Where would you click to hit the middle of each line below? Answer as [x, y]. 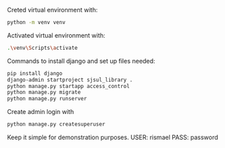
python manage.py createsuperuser [56, 124]
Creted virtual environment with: [52, 10]
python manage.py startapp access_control [68, 86]
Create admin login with [40, 112]
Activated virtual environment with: [56, 35]
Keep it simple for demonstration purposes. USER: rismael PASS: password [113, 137]
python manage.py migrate [44, 92]
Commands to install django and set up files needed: [81, 61]
